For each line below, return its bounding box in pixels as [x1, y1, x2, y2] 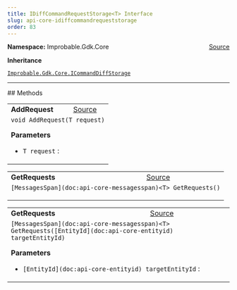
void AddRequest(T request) [11, 116, 105, 124]
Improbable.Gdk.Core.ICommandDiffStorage [7, 70, 131, 77]
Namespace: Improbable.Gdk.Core [7, 43, 109, 51]
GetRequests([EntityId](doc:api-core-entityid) [11, 227, 174, 235]
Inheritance [7, 56, 42, 65]
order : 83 [7, 23, 37, 30]
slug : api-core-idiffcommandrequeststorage [7, 17, 138, 24]
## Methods [7, 89, 43, 97]
